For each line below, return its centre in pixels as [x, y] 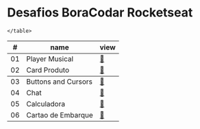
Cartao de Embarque [60, 115]
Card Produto [48, 70]
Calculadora [46, 104]
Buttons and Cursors [59, 82]
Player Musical [50, 58]
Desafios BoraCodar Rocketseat [100, 13]
